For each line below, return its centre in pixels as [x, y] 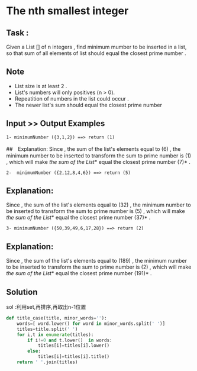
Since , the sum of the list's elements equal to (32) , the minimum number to [98, 205]
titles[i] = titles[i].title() [74, 357]
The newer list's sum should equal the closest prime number [88, 105]
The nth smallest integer [67, 11]
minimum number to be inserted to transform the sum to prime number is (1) [98, 156]
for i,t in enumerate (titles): [55, 335]
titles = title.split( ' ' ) [47, 329]
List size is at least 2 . [41, 86]
